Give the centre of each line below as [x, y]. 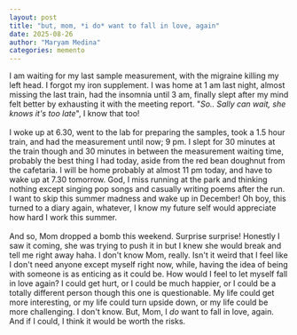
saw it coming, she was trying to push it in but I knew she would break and [145, 246]
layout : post [33, 17]
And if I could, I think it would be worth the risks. [98, 322]
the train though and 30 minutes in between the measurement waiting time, [147, 151]
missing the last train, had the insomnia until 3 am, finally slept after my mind [149, 95]
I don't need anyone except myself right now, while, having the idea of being [148, 265]
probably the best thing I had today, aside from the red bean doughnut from [147, 161]
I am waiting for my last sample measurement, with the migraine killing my [144, 76]
